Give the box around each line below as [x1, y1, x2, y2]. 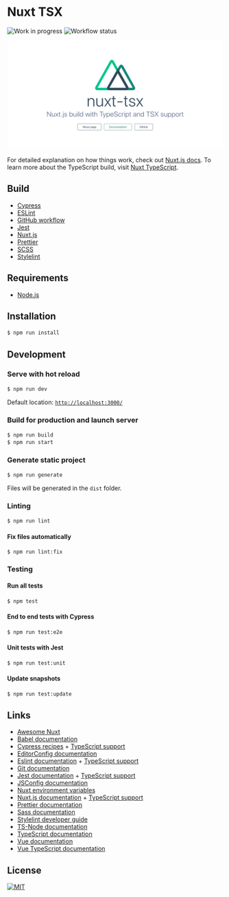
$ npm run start [7, 439, 53, 445]
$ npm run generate [7, 472, 63, 478]
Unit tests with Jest [7, 643, 64, 652]
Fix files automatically [7, 532, 72, 540]
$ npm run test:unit [7, 659, 67, 667]
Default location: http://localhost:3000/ [7, 398, 123, 406]
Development [7, 348, 67, 360]
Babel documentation [16, 735, 77, 743]
